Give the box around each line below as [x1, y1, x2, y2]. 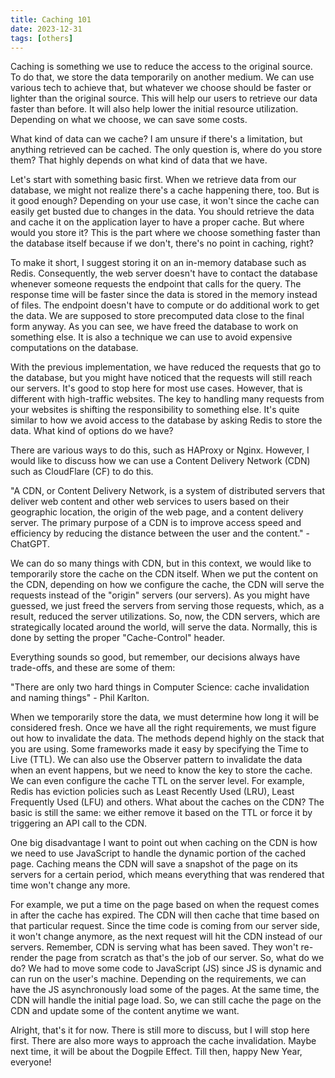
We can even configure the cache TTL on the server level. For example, [10, 775, 305, 787]
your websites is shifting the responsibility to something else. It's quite [10, 404, 300, 416]
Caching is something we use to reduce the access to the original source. [10, 61, 313, 73]
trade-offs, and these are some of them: [10, 662, 176, 674]
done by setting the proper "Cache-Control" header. [10, 632, 226, 644]
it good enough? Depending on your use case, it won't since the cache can [10, 195, 320, 207]
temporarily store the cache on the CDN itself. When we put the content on [10, 568, 319, 580]
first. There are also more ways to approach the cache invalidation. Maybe [10, 1035, 317, 1047]
